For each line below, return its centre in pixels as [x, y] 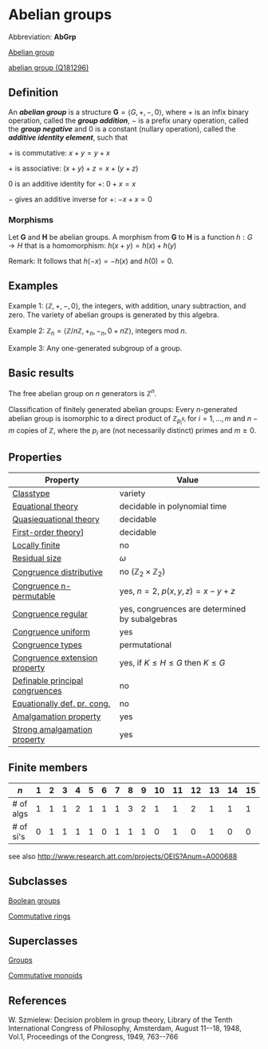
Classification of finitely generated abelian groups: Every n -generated [123, 410]
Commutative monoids [45, 976]
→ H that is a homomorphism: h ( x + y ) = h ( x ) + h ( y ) [93, 246]
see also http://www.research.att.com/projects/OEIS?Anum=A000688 [123, 856]
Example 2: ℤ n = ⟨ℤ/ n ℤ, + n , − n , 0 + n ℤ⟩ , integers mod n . [98, 331]
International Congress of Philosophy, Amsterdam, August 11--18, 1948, [125, 1028]
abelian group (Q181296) [49, 67]
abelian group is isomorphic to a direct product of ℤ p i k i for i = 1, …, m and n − [133, 420]
